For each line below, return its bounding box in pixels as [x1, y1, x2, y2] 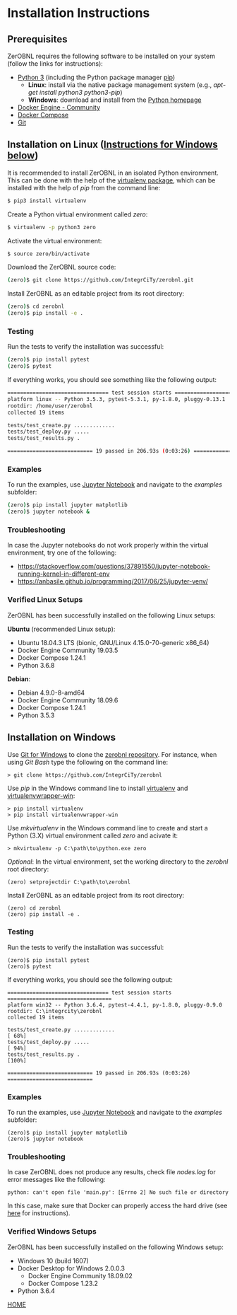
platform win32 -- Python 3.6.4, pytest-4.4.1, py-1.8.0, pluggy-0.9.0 [7, 1001, 222, 1009]
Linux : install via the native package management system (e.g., [28, 81, 212, 89]
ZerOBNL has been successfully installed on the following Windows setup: [7, 1243, 224, 1251]
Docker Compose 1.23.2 [28, 1279, 99, 1287]
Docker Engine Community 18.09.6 [17, 695, 119, 705]
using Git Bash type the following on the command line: [7, 758, 169, 766]
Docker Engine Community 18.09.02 [28, 1271, 133, 1280]
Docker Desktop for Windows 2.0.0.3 [17, 1264, 126, 1273]
